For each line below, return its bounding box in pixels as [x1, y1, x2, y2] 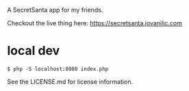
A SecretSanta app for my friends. [7, 6, 103, 14]
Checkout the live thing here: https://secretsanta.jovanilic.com [7, 19, 183, 27]
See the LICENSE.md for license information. [7, 77, 134, 86]
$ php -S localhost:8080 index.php [7, 65, 109, 73]
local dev [7, 43, 60, 59]
